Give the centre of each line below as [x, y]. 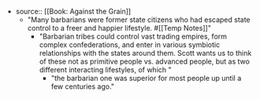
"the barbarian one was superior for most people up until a [146, 78]
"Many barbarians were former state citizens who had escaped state [139, 20]
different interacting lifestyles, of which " [105, 70]
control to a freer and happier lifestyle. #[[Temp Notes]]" [119, 28]
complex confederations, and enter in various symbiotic [130, 45]
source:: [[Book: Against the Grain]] [73, 11]
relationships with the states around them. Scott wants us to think [145, 53]
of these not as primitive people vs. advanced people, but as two [145, 61]
